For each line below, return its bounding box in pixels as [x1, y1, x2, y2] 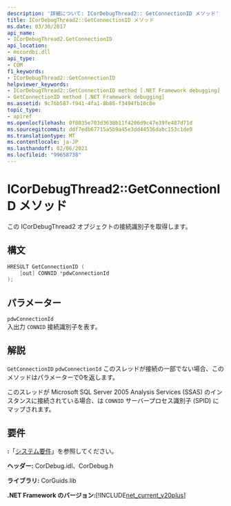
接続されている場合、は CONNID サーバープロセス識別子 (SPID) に [37, 396, 219, 404]
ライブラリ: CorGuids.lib [7, 476, 77, 485]
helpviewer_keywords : [7, 81, 70, 88]
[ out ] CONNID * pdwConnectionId [19, 270, 110, 277]
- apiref [7, 113, 32, 120]
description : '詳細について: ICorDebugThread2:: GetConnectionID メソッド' [7, 10, 219, 17]
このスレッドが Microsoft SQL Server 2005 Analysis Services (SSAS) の [7, 388, 211, 396]
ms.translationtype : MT [7, 132, 76, 139]
